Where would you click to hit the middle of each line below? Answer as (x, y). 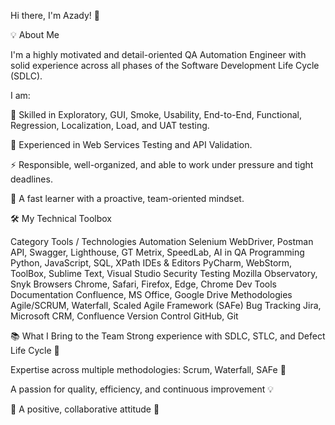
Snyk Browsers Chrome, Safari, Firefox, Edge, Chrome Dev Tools (143, 284)
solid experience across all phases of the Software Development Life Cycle (165, 65)
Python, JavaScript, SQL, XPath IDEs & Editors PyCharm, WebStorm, (151, 263)
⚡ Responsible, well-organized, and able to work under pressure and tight (162, 164)
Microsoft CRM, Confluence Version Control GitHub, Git (124, 316)
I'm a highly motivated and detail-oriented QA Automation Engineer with (158, 54)
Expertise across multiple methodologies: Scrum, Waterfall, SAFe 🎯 (148, 369)
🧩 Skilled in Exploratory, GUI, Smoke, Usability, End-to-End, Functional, (156, 114)
